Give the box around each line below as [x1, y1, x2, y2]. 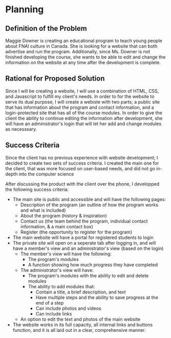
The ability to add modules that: [28, 283, 95, 289]
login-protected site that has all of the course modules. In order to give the [5, 109, 162, 116]
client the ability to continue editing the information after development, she [5, 115, 163, 121]
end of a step [35, 300, 64, 306]
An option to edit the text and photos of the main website [20, 316, 141, 322]
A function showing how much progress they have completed [28, 262, 158, 268]
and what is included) [20, 207, 66, 213]
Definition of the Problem [5, 24, 87, 33]
